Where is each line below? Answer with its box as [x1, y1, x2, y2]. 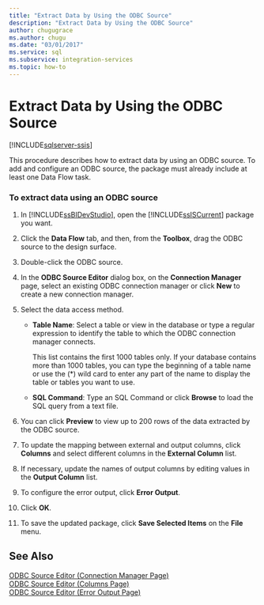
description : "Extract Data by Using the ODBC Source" [9, 19, 194, 27]
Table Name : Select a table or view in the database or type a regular [32, 320, 255, 329]
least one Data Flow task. [9, 172, 92, 182]
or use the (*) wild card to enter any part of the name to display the [32, 369, 251, 378]
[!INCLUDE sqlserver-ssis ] [9, 140, 93, 149]
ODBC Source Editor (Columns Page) [9, 579, 130, 588]
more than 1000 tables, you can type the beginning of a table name [32, 361, 251, 370]
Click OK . [20, 503, 52, 512]
